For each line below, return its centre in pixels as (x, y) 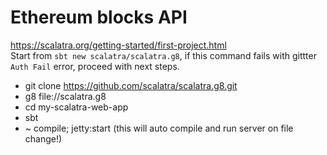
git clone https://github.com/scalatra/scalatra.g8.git (131, 85)
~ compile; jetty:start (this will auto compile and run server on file (159, 128)
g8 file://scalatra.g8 (65, 96)
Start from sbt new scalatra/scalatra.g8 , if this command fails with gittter (163, 55)
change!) (43, 138)
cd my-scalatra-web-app (76, 107)
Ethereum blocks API (99, 17)
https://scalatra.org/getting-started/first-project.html (118, 45)
